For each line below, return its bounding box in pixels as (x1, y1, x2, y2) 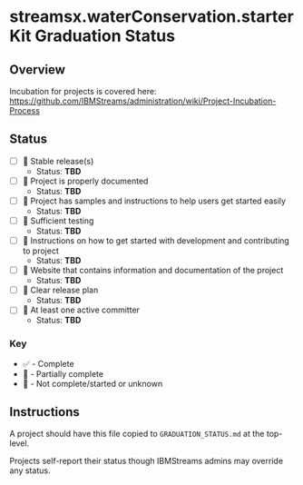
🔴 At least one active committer (22, 304, 141, 315)
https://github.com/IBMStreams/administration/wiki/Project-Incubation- (9, 95, 277, 106)
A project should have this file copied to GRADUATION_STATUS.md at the (9, 429, 265, 440)
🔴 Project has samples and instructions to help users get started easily (22, 195, 287, 206)
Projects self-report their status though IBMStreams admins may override (9, 456, 284, 467)
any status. (9, 465, 51, 476)
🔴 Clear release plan (22, 284, 99, 296)
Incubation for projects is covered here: (9, 86, 157, 96)
